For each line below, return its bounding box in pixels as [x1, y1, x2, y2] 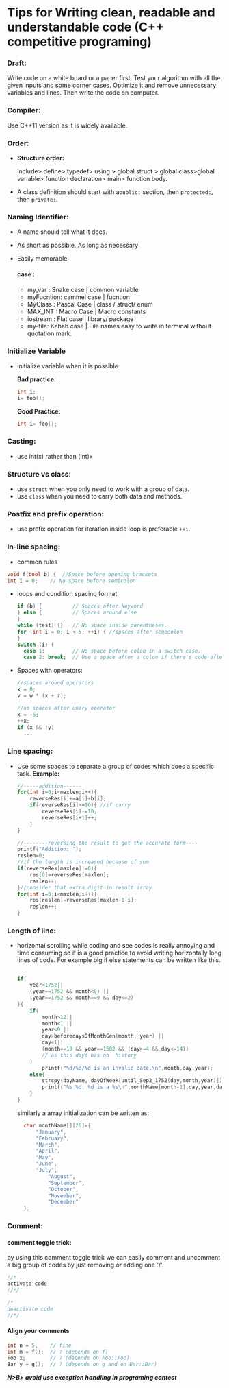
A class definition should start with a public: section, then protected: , [16, 188, 213, 196]
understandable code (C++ [7, 19, 164, 35]
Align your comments [7, 1327, 70, 1335]
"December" [47, 1199, 79, 1206]
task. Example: [16, 769, 60, 778]
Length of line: [7, 926, 57, 935]
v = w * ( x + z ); [16, 693, 67, 699]
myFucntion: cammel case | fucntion [27, 293, 130, 301]
